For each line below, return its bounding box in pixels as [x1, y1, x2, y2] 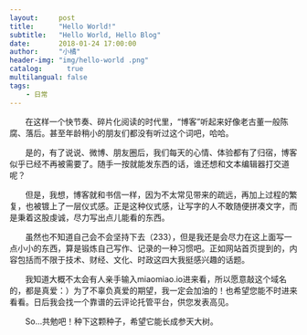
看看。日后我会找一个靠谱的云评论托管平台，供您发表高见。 [9, 296, 234, 307]
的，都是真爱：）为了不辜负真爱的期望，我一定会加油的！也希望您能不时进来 [9, 285, 298, 296]
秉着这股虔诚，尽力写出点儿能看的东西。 [16, 212, 170, 223]
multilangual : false [9, 73, 89, 82]
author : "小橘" [9, 47, 81, 57]
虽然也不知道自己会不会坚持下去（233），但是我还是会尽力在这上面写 [25, 231, 285, 242]
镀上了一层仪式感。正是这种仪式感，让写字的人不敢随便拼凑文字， [40, 200, 290, 211]
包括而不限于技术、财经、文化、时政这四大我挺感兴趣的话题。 [16, 254, 249, 265]
